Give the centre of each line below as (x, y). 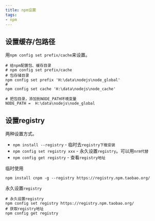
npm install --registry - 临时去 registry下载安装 (64, 145)
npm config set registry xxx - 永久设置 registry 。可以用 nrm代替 (81, 151)
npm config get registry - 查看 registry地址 (59, 157)
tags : (11, 15)
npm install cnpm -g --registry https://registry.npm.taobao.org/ (78, 178)
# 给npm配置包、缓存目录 (28, 66)
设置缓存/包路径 (30, 42)
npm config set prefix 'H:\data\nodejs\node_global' (63, 80)
